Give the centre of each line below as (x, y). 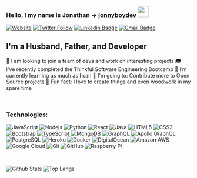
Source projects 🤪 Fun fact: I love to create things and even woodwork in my (98, 82)
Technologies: (27, 115)
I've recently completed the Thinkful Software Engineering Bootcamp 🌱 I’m (96, 69)
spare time (19, 88)
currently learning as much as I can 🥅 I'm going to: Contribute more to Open (98, 76)
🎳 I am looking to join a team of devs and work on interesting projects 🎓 (94, 61)
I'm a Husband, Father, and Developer (76, 46)
